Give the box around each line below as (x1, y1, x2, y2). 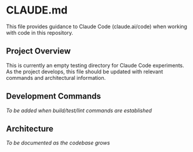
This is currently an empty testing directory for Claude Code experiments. (6, 62, 185, 69)
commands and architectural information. (6, 74, 106, 81)
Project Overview (6, 46, 71, 56)
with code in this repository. (6, 29, 73, 36)
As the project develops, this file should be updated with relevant (6, 68, 163, 75)
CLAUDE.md (6, 4, 68, 17)
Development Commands (6, 92, 101, 102)
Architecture (6, 124, 54, 134)
